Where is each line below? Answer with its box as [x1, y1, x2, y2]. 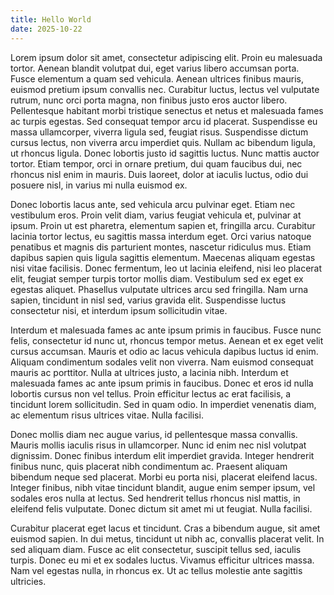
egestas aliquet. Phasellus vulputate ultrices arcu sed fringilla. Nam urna [10, 283, 309, 295]
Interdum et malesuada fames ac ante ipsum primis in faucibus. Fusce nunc [10, 324, 322, 336]
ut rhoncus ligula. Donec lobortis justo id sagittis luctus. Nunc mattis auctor [10, 147, 320, 159]
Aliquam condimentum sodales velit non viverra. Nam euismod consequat [10, 356, 314, 368]
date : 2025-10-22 [10, 24, 83, 34]
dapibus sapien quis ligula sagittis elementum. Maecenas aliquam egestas [10, 251, 316, 263]
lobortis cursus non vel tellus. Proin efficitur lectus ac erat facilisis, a [10, 387, 292, 400]
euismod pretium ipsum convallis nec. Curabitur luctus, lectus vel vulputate [10, 83, 320, 95]
